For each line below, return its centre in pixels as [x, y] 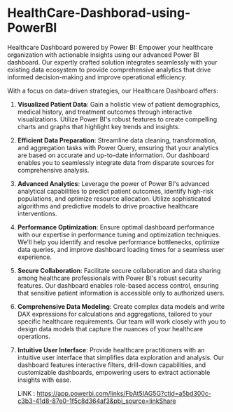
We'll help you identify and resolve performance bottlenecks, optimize [119, 242]
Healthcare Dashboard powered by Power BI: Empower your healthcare [110, 47]
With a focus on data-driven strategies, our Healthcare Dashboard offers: [113, 91]
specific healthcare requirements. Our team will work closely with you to [121, 321]
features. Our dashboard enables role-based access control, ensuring [118, 285]
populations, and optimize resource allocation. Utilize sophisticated [114, 199]
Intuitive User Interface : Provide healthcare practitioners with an [111, 350]
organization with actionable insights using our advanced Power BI [103, 55]
